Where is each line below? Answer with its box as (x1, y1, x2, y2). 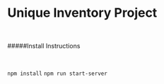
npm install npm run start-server (7, 70, 107, 77)
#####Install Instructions (7, 41, 81, 50)
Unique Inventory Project (7, 5, 158, 21)
